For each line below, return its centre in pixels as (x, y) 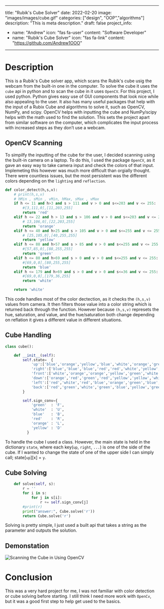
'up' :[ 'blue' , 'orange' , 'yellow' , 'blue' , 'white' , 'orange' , (91, 364)
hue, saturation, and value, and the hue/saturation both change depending (80, 315)
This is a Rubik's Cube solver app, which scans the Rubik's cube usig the (79, 81)
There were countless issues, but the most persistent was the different (76, 176)
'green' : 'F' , (48, 405)
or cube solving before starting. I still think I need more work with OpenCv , (78, 596)
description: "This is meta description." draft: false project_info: (69, 23)
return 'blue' (37, 267)
